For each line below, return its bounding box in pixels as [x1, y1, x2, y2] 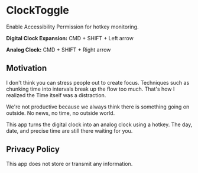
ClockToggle [6, 4, 69, 17]
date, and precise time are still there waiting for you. [6, 127, 133, 134]
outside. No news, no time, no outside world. [6, 109, 115, 116]
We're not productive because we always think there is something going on [6, 103, 190, 110]
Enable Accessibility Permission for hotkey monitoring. [6, 23, 139, 30]
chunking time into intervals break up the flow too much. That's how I [6, 85, 175, 92]
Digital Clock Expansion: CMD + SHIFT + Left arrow [6, 34, 134, 41]
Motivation [6, 63, 47, 73]
